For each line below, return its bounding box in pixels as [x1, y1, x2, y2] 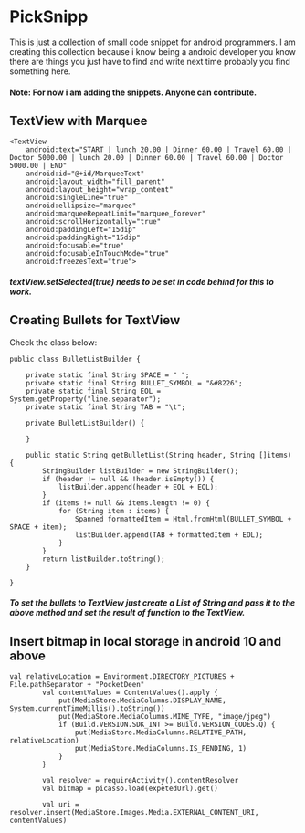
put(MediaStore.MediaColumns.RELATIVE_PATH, [74, 728, 247, 737]
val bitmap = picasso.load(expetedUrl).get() [42, 784, 219, 794]
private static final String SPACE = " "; [26, 370, 190, 380]
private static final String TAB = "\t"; [26, 402, 185, 412]
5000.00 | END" [9, 162, 68, 171]
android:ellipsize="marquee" [26, 201, 137, 211]
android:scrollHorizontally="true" [26, 217, 162, 227]
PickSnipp [9, 6, 89, 27]
